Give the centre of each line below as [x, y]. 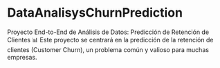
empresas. [22, 57]
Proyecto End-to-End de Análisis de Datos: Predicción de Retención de [108, 32]
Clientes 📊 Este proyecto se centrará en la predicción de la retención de [110, 40]
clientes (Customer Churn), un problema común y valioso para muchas [108, 49]
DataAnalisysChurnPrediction [95, 13]
